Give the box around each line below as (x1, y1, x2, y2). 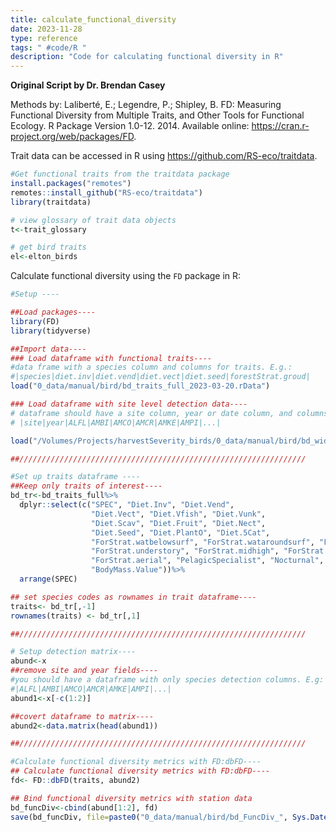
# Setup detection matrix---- (10, 647, 137, 657)
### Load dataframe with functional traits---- (10, 353, 213, 363)
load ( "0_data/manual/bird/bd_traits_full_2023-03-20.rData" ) (10, 381, 271, 391)
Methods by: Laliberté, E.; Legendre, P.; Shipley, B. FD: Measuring (10, 99, 282, 111)
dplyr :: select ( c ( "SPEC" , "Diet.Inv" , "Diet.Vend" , (19, 500, 235, 510)
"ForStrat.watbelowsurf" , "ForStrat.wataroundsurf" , (90, 537, 315, 547)
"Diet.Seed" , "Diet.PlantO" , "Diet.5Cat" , (90, 527, 271, 538)
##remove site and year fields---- (10, 666, 159, 676)
